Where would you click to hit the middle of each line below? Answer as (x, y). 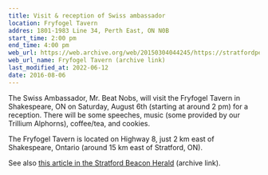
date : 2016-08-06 (37, 75)
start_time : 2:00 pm (43, 38)
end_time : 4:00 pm (39, 46)
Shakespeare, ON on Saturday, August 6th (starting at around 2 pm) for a (128, 106)
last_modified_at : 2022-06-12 (59, 68)
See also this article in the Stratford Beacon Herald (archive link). (114, 163)
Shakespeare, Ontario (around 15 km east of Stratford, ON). (106, 147)
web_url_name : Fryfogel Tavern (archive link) (87, 61)
